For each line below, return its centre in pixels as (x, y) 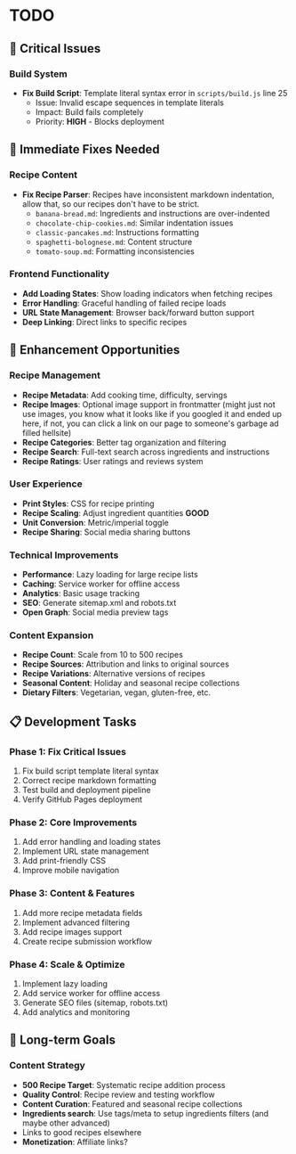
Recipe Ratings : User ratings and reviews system (112, 461)
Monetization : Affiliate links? (75, 1142)
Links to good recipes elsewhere (82, 1132)
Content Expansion (52, 635)
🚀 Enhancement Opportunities (95, 350)
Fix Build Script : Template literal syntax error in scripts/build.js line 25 (155, 93)
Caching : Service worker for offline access (101, 584)
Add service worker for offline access (91, 994)
